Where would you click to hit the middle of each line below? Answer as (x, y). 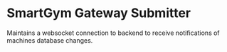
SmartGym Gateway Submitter (99, 13)
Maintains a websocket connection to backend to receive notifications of (113, 33)
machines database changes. (50, 40)
